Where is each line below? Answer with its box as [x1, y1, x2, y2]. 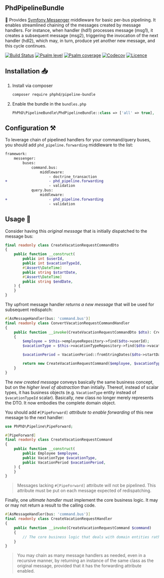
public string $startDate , [22, 270, 78, 275]
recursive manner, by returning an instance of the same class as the [17, 557, 154, 564]
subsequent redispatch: [5, 307, 53, 312]
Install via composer [12, 83, 53, 89]
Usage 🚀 [5, 215, 31, 223]
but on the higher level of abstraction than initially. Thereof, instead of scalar [5, 384, 159, 390]
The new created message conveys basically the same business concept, [5, 379, 154, 385]
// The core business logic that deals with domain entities [22, 534, 150, 539]
